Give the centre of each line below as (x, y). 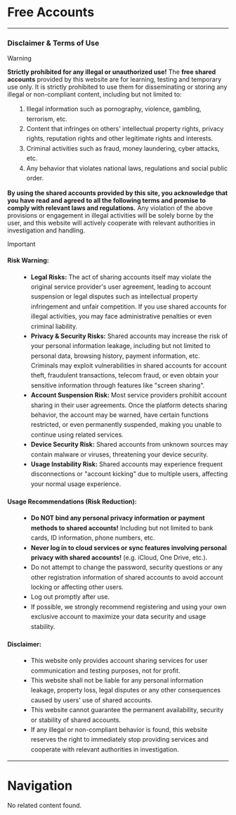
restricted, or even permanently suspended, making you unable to (126, 425)
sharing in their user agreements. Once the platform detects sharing (129, 405)
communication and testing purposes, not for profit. (105, 671)
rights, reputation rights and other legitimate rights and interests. (120, 139)
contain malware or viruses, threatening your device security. (119, 454)
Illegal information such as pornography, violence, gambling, (114, 109)
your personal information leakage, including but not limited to (120, 346)
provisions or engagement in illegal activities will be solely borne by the (111, 216)
